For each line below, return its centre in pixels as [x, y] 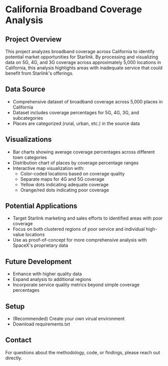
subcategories [28, 118]
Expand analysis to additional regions [52, 279]
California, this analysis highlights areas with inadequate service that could [84, 68]
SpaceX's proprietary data [40, 245]
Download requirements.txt [41, 324]
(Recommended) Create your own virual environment [69, 319]
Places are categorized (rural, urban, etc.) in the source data [76, 123]
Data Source [25, 89]
